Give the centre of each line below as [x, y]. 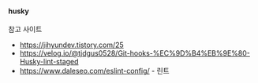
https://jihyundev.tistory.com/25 [71, 45]
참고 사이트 [25, 29]
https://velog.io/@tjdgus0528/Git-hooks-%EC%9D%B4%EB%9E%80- [135, 53]
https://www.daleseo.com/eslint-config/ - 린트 [94, 71]
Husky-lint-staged [49, 62]
